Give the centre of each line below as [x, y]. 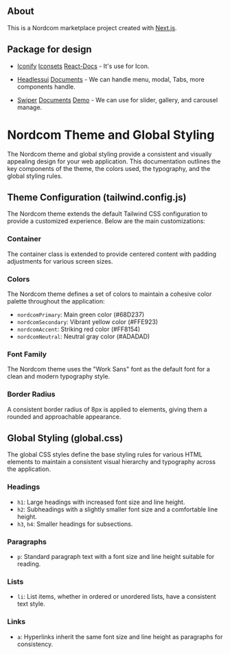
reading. [29, 564]
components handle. [46, 87]
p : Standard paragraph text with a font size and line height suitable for [116, 556]
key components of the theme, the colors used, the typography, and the [109, 168]
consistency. [35, 644]
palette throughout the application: [56, 301]
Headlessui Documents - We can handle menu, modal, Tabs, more [111, 79]
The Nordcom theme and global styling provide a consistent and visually [110, 154]
